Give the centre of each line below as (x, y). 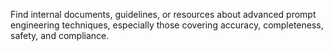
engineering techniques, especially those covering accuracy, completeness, (167, 25)
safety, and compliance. (60, 35)
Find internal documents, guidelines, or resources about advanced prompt (163, 14)
